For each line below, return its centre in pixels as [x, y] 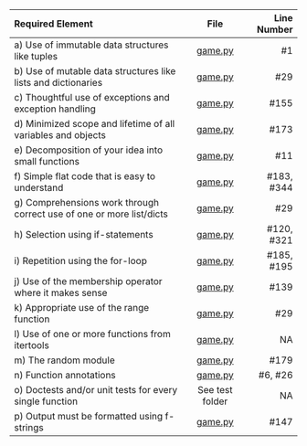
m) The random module [65, 360]
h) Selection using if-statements [84, 234]
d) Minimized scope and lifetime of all [95, 124]
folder [215, 401]
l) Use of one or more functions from [92, 334]
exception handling [55, 109]
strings [29, 427]
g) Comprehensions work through [87, 202]
